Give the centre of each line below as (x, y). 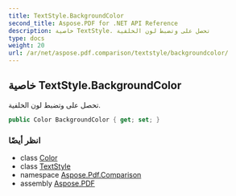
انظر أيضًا (25, 140)
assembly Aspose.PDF (57, 183)
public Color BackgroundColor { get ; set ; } (84, 120)
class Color (39, 157)
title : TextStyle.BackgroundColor (66, 16)
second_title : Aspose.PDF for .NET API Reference (93, 23)
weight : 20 (27, 46)
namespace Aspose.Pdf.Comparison (81, 174)
